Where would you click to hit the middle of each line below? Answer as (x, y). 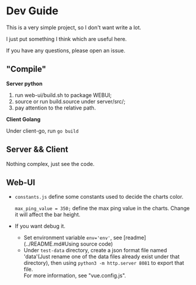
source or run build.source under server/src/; (70, 101)
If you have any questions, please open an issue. (66, 50)
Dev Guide (32, 11)
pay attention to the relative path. (55, 108)
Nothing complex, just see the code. (50, 164)
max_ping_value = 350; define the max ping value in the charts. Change (102, 208)
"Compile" (26, 69)
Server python (24, 83)
